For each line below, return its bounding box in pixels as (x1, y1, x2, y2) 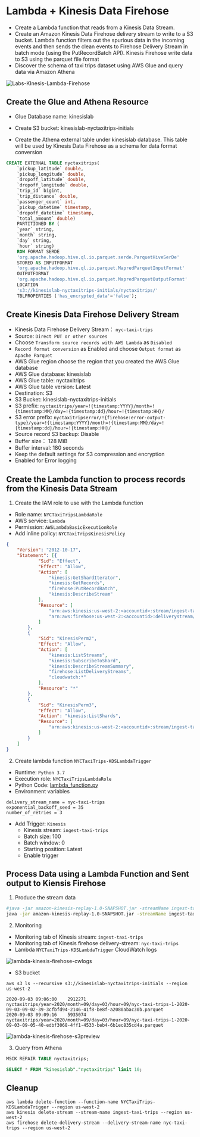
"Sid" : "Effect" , (37, 558, 82, 564)
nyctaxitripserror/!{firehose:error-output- (53, 415, 166, 421)
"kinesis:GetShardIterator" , (48, 575, 121, 581)
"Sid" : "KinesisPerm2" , (37, 636, 97, 641)
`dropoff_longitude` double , (17, 182, 89, 188)
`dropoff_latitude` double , (17, 177, 86, 183)
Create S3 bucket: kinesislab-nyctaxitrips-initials (14, 124, 134, 132)
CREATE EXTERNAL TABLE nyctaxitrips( (6, 160, 100, 166)
